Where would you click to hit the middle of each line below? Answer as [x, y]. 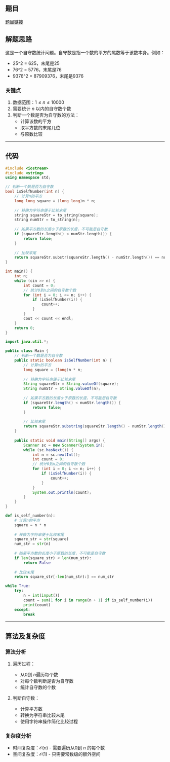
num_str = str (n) [33, 544]
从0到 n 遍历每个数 [39, 675]
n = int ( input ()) [41, 596]
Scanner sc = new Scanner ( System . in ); [64, 445]
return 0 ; [25, 328]
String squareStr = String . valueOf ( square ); [71, 384]
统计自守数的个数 [38, 687]
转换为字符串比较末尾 [42, 715]
